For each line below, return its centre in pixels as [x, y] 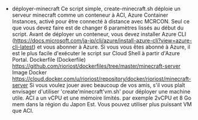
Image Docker [29, 72]
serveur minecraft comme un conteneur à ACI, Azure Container [90, 15]
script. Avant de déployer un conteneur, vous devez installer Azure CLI [99, 34]
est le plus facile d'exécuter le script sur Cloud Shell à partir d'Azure [96, 53]
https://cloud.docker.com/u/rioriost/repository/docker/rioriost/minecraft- [101, 79]
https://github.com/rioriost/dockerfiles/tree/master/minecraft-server [96, 66]
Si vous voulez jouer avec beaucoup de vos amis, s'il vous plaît [107, 85]
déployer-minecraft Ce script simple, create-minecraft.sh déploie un [96, 9]
